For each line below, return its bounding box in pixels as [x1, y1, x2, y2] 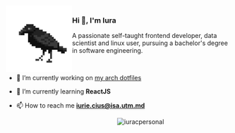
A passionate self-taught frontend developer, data [72, 32, 217, 40]
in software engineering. [72, 46, 143, 55]
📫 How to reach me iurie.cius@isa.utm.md [16, 101, 145, 110]
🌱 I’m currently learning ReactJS [16, 87, 112, 96]
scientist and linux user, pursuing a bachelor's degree [72, 39, 228, 47]
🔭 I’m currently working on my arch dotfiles [16, 74, 142, 82]
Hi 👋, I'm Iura [72, 15, 116, 25]
